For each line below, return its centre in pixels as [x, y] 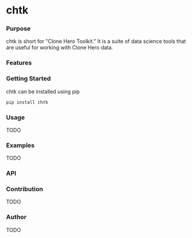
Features [19, 63]
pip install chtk [27, 102]
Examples [20, 145]
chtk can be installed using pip [43, 91]
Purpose [18, 29]
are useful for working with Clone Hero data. [59, 48]
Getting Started [28, 79]
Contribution [25, 189]
